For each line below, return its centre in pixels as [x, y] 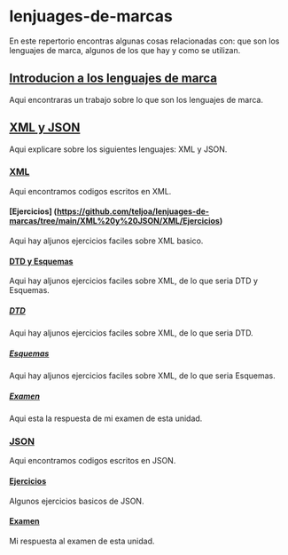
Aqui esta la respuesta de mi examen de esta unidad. [106, 418]
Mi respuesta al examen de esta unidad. [82, 541]
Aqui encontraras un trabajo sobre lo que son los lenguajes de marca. [136, 99]
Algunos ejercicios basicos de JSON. [77, 501]
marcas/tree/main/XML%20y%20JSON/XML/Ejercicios [114, 221]
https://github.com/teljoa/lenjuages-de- [133, 211]
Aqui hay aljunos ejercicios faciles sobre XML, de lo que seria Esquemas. [143, 376]
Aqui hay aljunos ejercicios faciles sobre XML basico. [106, 241]
